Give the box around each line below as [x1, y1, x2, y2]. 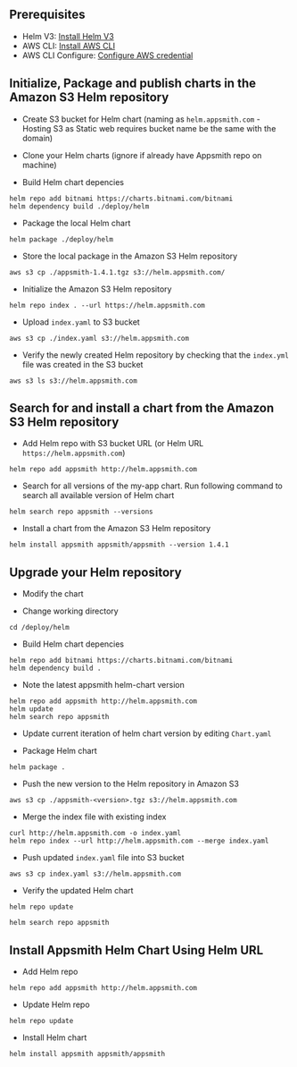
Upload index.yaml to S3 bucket [21, 317, 140, 327]
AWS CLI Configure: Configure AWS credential [21, 49, 194, 61]
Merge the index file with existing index [21, 811, 167, 822]
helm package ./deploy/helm [9, 234, 114, 244]
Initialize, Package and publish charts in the [9, 76, 257, 91]
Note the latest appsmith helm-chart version [21, 680, 186, 690]
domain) [21, 132, 54, 143]
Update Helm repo [21, 999, 91, 1010]
